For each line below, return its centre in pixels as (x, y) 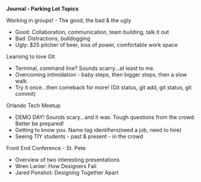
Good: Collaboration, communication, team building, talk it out (92, 32)
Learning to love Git (31, 56)
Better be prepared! (40, 124)
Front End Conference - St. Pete (46, 148)
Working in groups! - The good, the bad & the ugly (69, 20)
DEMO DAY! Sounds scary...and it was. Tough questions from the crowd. (105, 117)
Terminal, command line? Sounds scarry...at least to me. (85, 68)
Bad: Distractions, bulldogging (53, 38)
